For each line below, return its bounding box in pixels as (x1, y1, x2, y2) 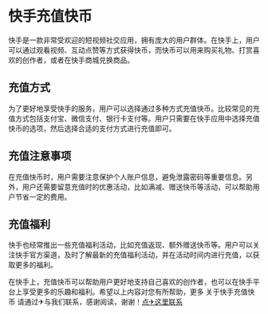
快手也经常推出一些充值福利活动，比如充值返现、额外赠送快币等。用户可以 (8, 240, 253, 250)
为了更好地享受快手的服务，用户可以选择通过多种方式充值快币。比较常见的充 (8, 103, 260, 113)
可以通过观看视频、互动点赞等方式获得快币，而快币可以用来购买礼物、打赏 (8, 45, 253, 54)
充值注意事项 (8, 149, 72, 163)
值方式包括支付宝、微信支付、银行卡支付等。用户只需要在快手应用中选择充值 (8, 113, 260, 123)
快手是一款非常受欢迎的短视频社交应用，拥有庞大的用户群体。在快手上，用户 (8, 35, 260, 45)
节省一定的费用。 (14, 192, 72, 201)
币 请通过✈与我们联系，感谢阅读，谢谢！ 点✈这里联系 (8, 297, 183, 307)
